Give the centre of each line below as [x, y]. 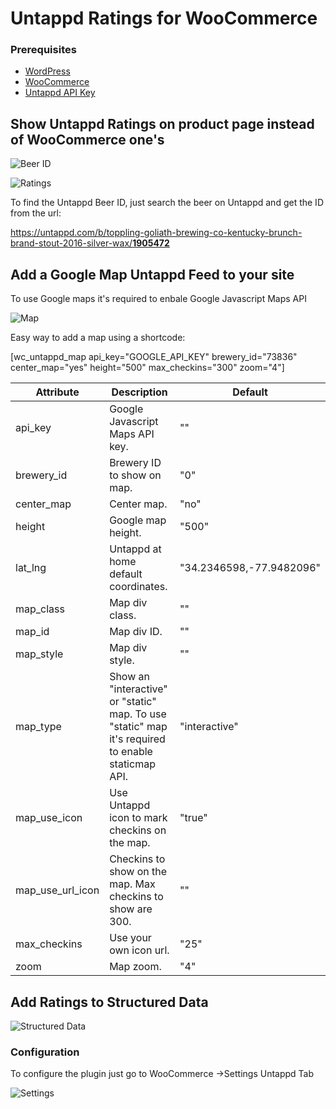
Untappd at [135, 549]
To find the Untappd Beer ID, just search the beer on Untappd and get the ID [167, 203]
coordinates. [138, 587]
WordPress [47, 71]
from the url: [36, 213]
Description [139, 392]
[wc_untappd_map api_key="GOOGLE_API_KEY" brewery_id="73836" [154, 357]
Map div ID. [136, 632]
